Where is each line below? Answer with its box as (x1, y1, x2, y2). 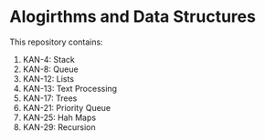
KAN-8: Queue (22, 64, 79, 75)
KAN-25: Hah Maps (22, 112, 97, 123)
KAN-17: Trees (22, 93, 78, 104)
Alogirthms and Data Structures (9, 6, 256, 27)
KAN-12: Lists (22, 73, 75, 84)
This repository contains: (9, 36, 103, 47)
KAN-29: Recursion (22, 121, 96, 133)
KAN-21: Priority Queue (22, 102, 111, 113)
